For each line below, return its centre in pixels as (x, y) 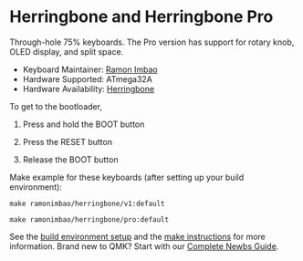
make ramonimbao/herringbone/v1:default (88, 204)
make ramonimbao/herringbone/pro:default (89, 219)
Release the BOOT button (70, 159)
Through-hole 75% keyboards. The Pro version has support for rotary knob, (152, 42)
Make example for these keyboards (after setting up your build (127, 177)
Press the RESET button (67, 141)
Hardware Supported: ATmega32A (87, 78)
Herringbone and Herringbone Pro (141, 17)
